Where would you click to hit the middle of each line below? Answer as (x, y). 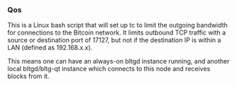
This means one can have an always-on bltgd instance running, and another (118, 61)
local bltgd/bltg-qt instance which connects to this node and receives (109, 69)
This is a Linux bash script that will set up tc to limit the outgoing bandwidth (118, 25)
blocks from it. (28, 76)
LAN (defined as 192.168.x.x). (50, 48)
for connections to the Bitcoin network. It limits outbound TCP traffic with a (117, 32)
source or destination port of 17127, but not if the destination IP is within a (114, 40)
